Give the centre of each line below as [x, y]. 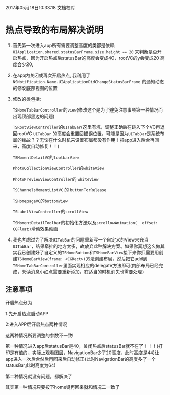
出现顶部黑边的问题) [34, 116]
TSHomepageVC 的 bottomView [40, 201]
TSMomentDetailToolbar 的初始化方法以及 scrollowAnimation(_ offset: [85, 222]
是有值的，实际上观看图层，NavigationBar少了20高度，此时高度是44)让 [84, 353]
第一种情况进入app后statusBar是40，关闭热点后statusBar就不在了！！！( [82, 346]
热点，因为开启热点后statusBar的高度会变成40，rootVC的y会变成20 [88, 58]
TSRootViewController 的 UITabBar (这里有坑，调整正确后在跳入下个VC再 [86, 127]
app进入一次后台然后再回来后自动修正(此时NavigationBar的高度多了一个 [81, 359]
